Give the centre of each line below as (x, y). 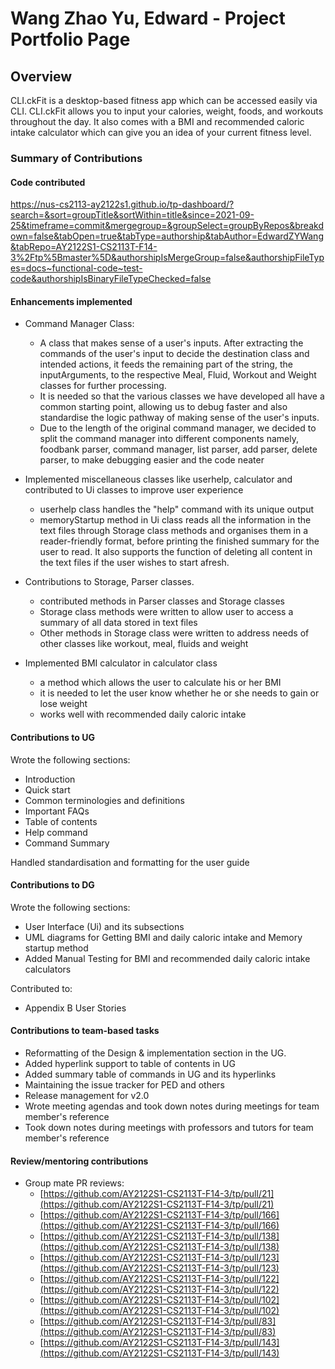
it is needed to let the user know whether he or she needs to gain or (179, 693)
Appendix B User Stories (75, 1008)
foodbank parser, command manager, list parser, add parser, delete (178, 449)
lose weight (63, 704)
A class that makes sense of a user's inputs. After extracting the (171, 343)
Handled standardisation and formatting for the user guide (130, 862)
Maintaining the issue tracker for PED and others (124, 1084)
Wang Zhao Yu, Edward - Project (148, 18)
